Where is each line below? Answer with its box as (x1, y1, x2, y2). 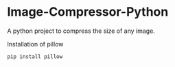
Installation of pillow (7, 40, 64, 48)
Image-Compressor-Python (7, 4, 169, 20)
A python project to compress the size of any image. (7, 27, 156, 35)
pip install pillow (7, 53, 63, 60)
